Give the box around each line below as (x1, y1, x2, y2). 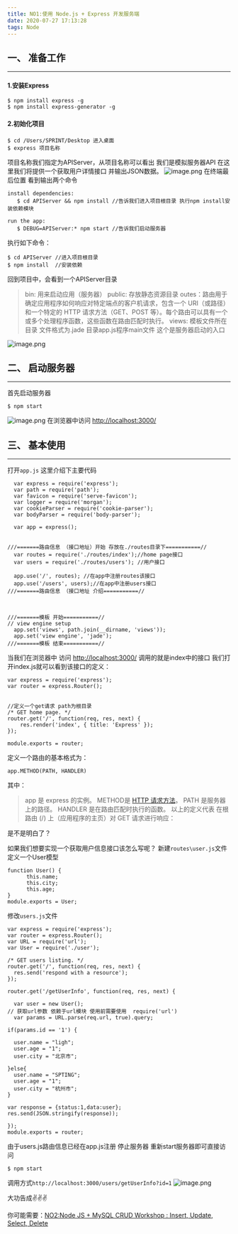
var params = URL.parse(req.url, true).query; (13, 1014, 154, 1021)
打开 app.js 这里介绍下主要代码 (7, 466, 97, 475)
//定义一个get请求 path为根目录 (7, 703, 92, 710)
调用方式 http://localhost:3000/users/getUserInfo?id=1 (7, 1179, 172, 1187)
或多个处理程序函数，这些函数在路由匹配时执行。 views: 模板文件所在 (24, 316, 227, 325)
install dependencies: (7, 190, 74, 197)
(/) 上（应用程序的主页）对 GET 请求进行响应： (38, 814, 176, 822)
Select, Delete (7, 1219, 48, 1228)
